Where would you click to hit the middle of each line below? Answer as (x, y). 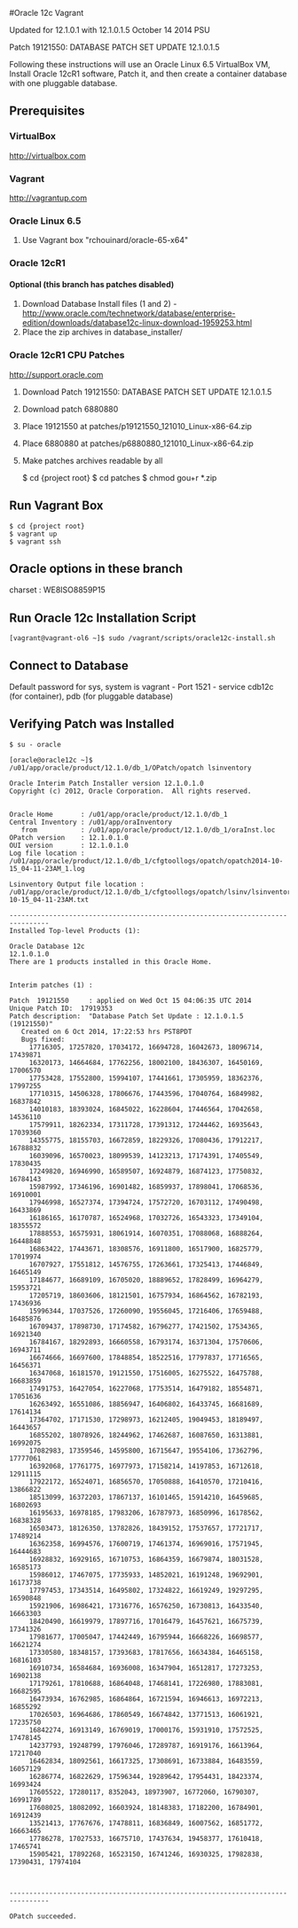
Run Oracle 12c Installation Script (103, 618)
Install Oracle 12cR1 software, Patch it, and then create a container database (148, 74)
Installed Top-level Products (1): (75, 930)
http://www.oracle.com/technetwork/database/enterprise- (129, 313)
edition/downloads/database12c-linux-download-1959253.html (137, 323)
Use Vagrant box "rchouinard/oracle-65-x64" (105, 240)
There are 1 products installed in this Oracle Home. (111, 961)
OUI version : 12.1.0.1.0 (69, 845)
